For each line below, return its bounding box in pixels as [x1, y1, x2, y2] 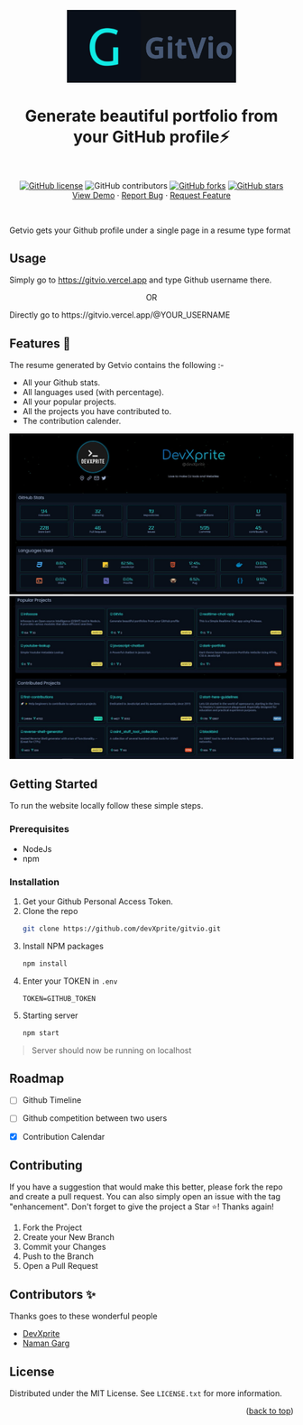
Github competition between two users [22, 1113, 168, 1124]
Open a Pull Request [22, 1261, 99, 1272]
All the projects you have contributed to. [22, 406, 172, 417]
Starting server [22, 1010, 78, 1021]
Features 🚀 [9, 336, 71, 351]
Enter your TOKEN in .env [22, 976, 118, 986]
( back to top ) [245, 1405, 294, 1417]
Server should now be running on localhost [31, 1044, 192, 1056]
